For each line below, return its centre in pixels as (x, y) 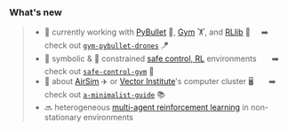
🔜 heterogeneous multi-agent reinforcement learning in (146, 107)
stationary (63, 118)
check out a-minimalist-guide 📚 (105, 95)
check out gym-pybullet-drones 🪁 (106, 45)
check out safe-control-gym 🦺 (99, 72)
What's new (36, 12)
